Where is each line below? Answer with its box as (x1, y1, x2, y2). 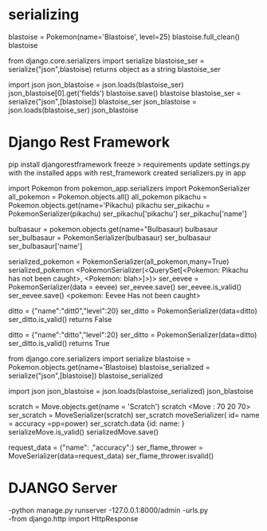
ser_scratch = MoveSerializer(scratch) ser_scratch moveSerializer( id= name (8, 410, 260, 419)
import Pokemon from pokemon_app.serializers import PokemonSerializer (8, 183, 251, 193)
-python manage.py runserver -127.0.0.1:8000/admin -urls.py (8, 505, 209, 515)
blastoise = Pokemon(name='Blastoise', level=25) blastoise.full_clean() (8, 32, 241, 41)
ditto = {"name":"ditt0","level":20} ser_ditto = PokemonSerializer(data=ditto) (8, 305, 257, 316)
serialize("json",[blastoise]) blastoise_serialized (8, 371, 163, 380)
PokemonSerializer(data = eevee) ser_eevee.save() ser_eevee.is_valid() (8, 281, 241, 292)
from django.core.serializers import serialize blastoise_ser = (8, 56, 205, 65)
